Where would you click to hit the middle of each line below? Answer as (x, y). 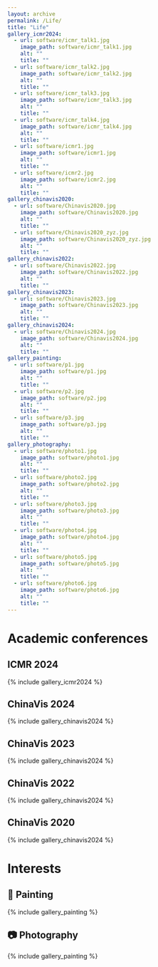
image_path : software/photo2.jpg (70, 484)
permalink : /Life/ (35, 21)
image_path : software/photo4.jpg (70, 537)
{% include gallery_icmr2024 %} (55, 681)
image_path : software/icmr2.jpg (68, 179)
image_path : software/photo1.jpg (70, 458)
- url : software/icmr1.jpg (54, 147)
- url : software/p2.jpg (49, 391)
